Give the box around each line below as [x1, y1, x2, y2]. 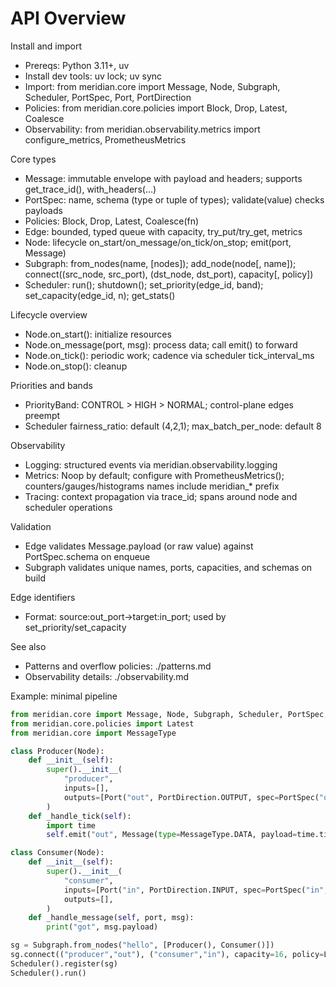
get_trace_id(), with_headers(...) [24, 183, 157, 195]
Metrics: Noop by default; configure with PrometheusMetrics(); [24, 469, 285, 481]
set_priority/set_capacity [24, 621, 127, 633]
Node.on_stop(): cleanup [24, 360, 128, 372]
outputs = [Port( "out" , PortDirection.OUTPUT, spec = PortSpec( [63, 792, 320, 802]
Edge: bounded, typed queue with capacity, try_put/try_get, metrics [24, 225, 303, 237]
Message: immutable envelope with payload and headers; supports [24, 172, 303, 184]
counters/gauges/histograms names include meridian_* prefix [24, 480, 280, 492]
